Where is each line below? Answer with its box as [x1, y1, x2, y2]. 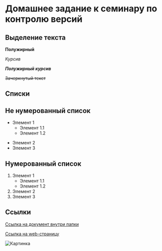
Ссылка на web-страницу [5, 231, 59, 237]
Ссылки [5, 208, 31, 216]
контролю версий [5, 13, 83, 25]
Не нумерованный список [5, 106, 91, 115]
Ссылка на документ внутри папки [5, 221, 79, 227]
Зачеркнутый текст [5, 75, 46, 81]
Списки [5, 90, 30, 98]
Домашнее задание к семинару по [5, 3, 158, 14]
